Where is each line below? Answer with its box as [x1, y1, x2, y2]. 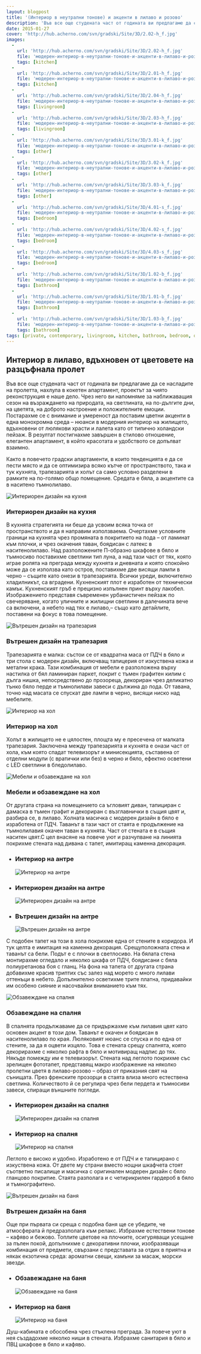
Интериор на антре [14, 855, 74, 863]
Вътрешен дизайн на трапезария [6, 637, 108, 645]
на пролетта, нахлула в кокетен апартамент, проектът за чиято [6, 387, 167, 394]
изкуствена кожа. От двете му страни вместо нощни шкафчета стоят [6, 1161, 184, 1168]
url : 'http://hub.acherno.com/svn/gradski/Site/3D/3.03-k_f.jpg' [17, 182, 184, 188]
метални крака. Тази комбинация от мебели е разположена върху [6, 663, 176, 671]
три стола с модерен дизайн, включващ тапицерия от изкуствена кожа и [6, 657, 194, 664]
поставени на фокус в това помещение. [6, 611, 108, 618]
